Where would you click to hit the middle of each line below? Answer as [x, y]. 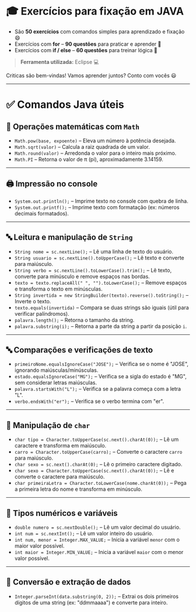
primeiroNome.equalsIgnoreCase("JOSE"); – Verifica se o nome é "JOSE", [101, 364]
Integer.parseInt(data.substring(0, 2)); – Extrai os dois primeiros [97, 596]
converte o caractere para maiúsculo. [60, 477]
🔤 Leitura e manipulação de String [69, 237]
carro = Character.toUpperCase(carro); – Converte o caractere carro [98, 452]
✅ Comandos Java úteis [65, 105]
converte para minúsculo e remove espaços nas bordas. [82, 276]
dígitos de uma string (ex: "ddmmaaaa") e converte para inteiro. [91, 602]
